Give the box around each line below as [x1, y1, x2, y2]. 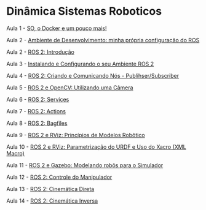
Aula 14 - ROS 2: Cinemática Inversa [6, 197, 98, 204]
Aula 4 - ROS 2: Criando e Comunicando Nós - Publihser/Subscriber [6, 72, 180, 79]
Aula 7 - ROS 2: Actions [6, 107, 66, 114]
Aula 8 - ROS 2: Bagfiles [6, 119, 68, 127]
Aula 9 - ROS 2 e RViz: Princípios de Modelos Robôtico [6, 131, 146, 138]
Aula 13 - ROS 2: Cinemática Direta [6, 185, 95, 192]
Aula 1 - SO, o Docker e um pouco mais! [6, 24, 107, 32]
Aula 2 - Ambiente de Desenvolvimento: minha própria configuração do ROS [6, 36, 200, 43]
